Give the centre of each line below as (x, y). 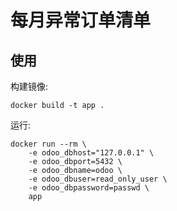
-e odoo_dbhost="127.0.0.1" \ (91, 153)
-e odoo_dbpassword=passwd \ (89, 188)
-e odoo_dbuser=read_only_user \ (98, 179)
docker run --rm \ (48, 144)
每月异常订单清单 (81, 20)
